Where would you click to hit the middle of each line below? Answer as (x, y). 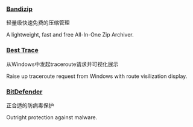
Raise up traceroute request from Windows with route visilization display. (97, 76)
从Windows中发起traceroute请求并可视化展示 (62, 64)
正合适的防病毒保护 (30, 105)
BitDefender (24, 92)
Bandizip (20, 9)
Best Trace (22, 50)
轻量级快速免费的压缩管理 (38, 23)
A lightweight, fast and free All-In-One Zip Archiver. (70, 35)
